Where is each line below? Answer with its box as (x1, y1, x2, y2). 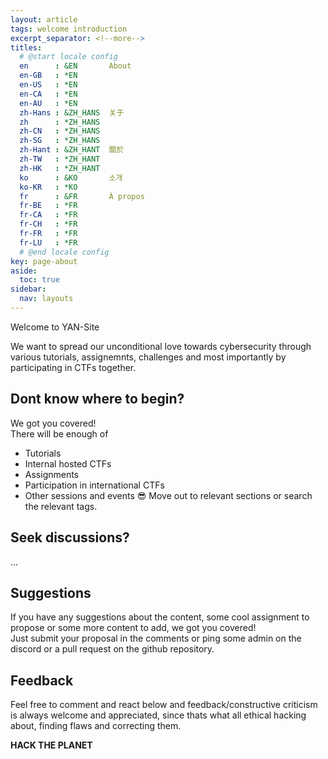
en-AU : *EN (19, 98, 78, 108)
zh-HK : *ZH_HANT (19, 163, 101, 173)
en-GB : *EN (19, 71, 78, 81)
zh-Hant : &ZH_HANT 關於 (19, 145, 125, 155)
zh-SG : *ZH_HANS (19, 136, 101, 146)
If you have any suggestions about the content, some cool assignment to (10, 611, 310, 623)
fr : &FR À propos (19, 191, 145, 201)
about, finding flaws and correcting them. (10, 720, 182, 732)
